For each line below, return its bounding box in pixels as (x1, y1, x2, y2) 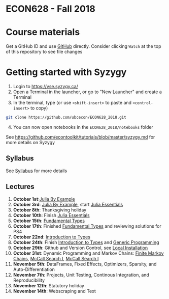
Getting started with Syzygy (6, 67, 127, 78)
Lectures (6, 182, 35, 191)
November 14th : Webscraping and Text (13, 288, 96, 294)
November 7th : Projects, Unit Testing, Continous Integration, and (13, 271, 149, 278)
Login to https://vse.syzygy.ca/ (13, 84, 78, 90)
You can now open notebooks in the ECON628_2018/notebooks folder (13, 124, 154, 130)
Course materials (6, 26, 80, 38)
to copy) (30, 105, 48, 111)
